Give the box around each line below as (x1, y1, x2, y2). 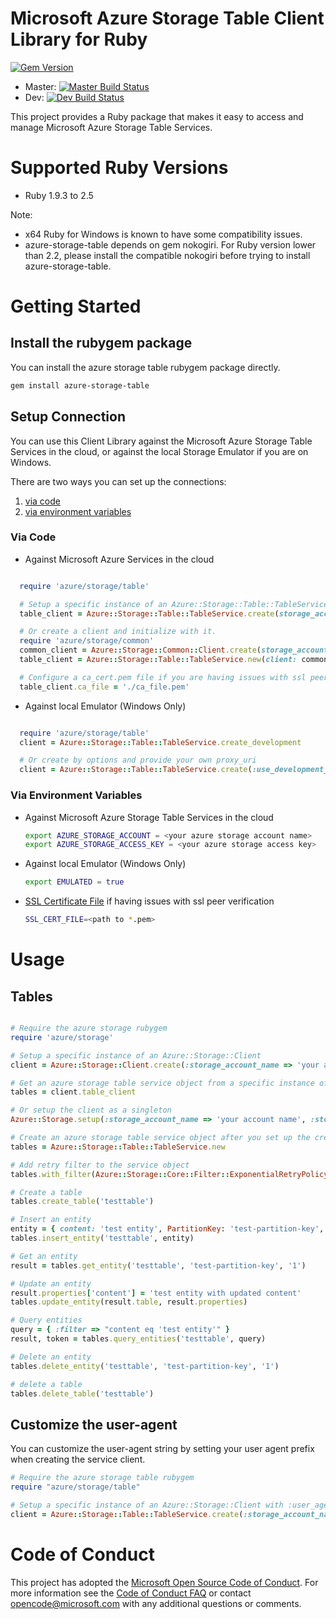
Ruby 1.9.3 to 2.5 (24, 189, 94, 201)
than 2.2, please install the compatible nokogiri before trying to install (24, 249, 311, 261)
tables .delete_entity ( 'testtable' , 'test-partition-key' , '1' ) (10, 1361, 280, 1371)
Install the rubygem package (10, 335, 193, 352)
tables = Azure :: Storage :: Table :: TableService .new (10, 1142, 226, 1152)
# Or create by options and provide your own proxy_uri (19, 755, 257, 766)
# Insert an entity (10, 1215, 92, 1225)
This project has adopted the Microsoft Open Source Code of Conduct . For (10, 1576, 319, 1588)
